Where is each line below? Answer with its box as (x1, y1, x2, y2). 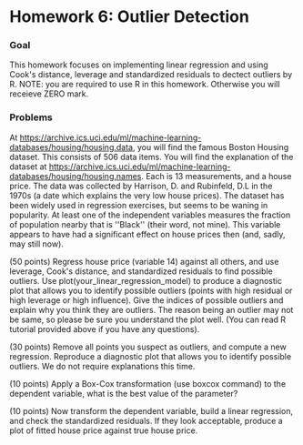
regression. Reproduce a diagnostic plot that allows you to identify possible (9, 350, 292, 361)
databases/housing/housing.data (9, 141, 134, 152)
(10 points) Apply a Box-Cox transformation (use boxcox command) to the (9, 378, 287, 389)
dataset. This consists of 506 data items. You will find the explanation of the (9, 151, 294, 162)
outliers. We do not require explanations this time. (9, 360, 196, 371)
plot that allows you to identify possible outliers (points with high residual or (9, 285, 293, 296)
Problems (9, 111, 53, 124)
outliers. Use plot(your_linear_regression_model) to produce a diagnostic (9, 275, 282, 286)
